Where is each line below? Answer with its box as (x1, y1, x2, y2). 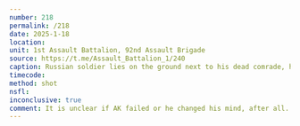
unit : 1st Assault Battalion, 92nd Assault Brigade (9, 46, 205, 55)
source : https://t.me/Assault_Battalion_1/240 (9, 54, 186, 63)
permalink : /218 (9, 21, 70, 30)
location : (9, 37, 46, 47)
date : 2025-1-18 (9, 29, 70, 38)
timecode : (9, 71, 46, 80)
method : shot (9, 79, 58, 88)
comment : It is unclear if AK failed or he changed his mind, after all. (9, 104, 290, 113)
